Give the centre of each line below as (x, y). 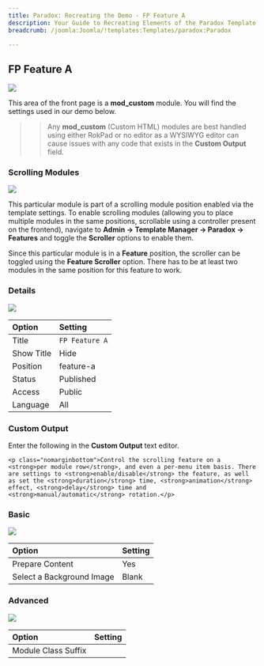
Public (71, 392)
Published (77, 379)
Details (22, 291)
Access (26, 392)
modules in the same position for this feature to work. (95, 271)
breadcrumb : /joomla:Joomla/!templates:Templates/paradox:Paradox (120, 30)
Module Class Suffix (49, 650)
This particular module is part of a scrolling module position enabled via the (131, 204)
